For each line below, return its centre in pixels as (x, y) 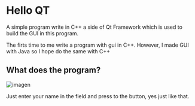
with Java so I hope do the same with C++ (58, 51)
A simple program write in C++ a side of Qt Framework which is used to (94, 27)
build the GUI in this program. (42, 33)
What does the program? (54, 70)
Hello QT (28, 10)
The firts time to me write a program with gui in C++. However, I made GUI (98, 45)
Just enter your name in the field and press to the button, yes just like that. (98, 96)
